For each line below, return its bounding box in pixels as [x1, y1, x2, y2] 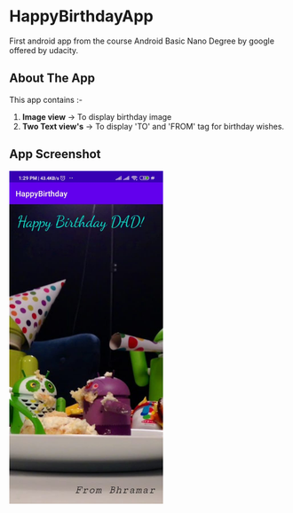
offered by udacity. [9, 44, 79, 55]
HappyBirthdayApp [9, 6, 154, 27]
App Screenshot [9, 146, 101, 162]
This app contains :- [9, 94, 83, 105]
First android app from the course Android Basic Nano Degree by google [9, 36, 275, 46]
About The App [9, 71, 96, 86]
